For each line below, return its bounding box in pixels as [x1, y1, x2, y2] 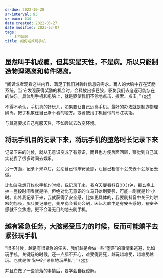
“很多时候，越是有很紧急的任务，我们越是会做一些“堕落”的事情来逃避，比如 [5, 245, 155, 251]
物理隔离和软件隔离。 [11, 67, 75, 75]
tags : [5, 30, 16, 35]
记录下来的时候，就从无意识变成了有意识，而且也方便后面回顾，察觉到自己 [5, 149, 154, 155]
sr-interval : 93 [5, 12, 38, 17]
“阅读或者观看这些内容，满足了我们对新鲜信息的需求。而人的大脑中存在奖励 [5, 81, 156, 87]
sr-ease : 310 [5, 16, 32, 21]
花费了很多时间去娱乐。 [9, 155, 56, 161]
